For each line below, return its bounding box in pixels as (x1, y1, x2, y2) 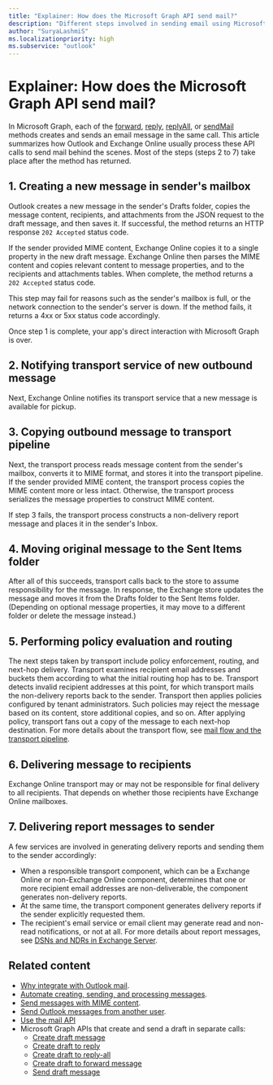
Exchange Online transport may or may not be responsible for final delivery (8, 779, 260, 789)
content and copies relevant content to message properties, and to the (8, 260, 245, 269)
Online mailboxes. (8, 796, 68, 806)
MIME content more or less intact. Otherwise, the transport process (8, 485, 234, 495)
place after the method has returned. (8, 156, 132, 166)
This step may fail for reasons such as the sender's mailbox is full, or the (8, 293, 251, 303)
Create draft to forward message (32, 1058, 142, 1068)
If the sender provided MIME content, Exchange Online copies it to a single (8, 243, 258, 252)
